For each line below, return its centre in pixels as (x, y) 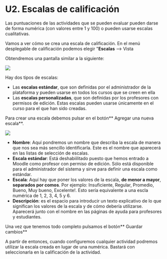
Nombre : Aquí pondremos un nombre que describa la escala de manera (86, 142)
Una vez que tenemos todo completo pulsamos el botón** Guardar (74, 226)
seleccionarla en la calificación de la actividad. (53, 252)
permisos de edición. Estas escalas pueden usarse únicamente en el (83, 103)
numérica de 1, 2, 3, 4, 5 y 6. (41, 195)
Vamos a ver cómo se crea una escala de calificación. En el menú (73, 43)
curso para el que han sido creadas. (49, 108)
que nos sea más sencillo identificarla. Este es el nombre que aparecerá (86, 147)
